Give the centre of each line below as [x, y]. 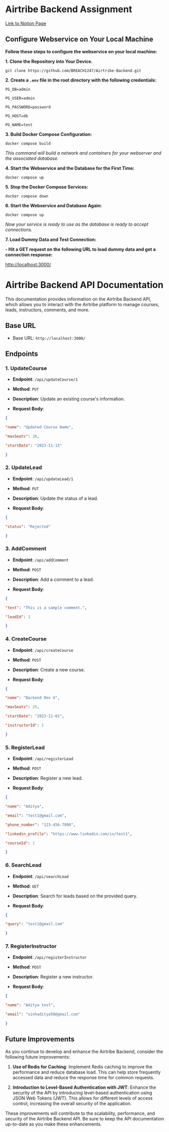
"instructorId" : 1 [25, 725]
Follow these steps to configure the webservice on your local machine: [81, 51]
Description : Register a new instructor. [53, 977]
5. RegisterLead [25, 747]
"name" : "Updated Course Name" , [39, 427]
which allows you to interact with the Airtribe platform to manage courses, [82, 304]
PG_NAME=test [19, 125]
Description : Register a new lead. [48, 778]
